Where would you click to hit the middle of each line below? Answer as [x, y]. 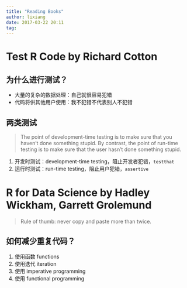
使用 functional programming [49, 278]
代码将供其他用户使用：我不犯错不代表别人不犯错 [73, 102]
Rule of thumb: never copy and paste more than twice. [86, 221]
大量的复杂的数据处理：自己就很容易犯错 [63, 95]
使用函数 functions [37, 256]
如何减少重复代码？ [41, 241]
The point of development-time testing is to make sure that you [96, 137]
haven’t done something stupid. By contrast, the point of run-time [99, 143]
